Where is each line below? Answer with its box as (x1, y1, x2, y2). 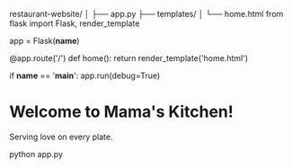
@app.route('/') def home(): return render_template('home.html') (9, 53, 249, 63)
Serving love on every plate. (9, 131, 113, 142)
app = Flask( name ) (9, 36, 80, 46)
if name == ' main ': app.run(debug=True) (9, 70, 161, 81)
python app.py (9, 148, 64, 159)
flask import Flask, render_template (9, 18, 140, 29)
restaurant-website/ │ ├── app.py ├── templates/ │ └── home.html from (9, 9, 284, 19)
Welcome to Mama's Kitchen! (9, 102, 234, 122)
